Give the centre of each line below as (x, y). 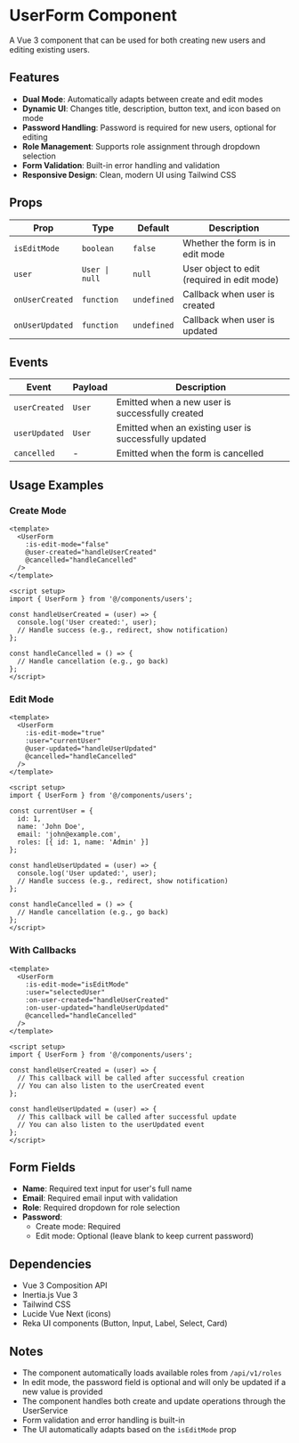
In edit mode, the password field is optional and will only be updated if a (154, 1382)
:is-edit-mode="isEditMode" (77, 985)
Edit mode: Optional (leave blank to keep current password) (145, 1236)
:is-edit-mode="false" (67, 545)
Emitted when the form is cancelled (190, 453)
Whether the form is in (229, 243)
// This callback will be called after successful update (127, 1117)
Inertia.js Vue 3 (50, 1295)
